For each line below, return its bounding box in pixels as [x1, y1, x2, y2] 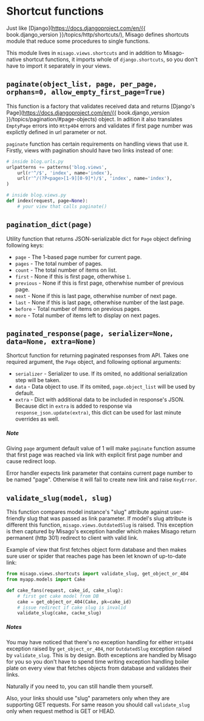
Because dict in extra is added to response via [15, 402, 132, 410]
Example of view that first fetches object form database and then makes [6, 546, 187, 553]
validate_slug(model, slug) [6, 494, 113, 502]
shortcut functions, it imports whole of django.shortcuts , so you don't [22, 55, 198, 63]
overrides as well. [15, 416, 59, 423]
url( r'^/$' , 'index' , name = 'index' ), [17, 169, 113, 176]
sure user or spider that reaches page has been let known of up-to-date [6, 553, 186, 560]
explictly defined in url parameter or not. [6, 128, 107, 135]
